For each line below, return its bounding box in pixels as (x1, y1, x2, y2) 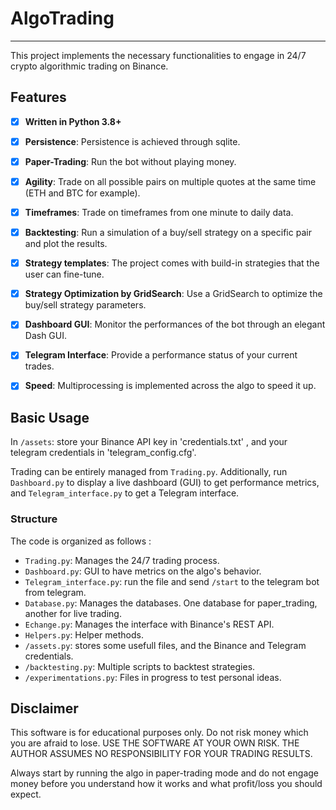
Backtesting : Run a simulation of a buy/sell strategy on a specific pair (24, 227, 312, 239)
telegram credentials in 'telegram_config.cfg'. (10, 447, 197, 459)
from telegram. (24, 586, 87, 598)
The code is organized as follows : (10, 535, 152, 547)
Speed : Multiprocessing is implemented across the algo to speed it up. (24, 380, 317, 392)
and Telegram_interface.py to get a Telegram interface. (10, 487, 240, 499)
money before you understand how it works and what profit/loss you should (10, 778, 323, 790)
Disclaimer (10, 700, 79, 717)
